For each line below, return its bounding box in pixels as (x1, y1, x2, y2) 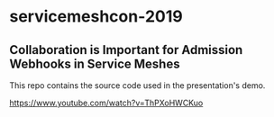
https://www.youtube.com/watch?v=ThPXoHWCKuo (9, 97, 204, 108)
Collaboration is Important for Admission (9, 42, 243, 58)
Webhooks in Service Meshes (9, 56, 180, 71)
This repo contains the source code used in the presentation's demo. (9, 80, 266, 91)
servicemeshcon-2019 (9, 6, 183, 27)
